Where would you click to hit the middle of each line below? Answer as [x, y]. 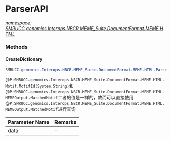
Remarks [65, 122]
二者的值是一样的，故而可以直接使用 [96, 97]
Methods [17, 47]
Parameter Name [29, 122]
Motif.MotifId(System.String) [37, 86]
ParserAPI [27, 9]
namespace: [18, 23]
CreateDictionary [24, 59]
